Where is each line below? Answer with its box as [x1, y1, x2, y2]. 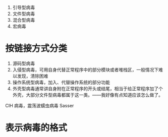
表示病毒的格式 [5, 122, 68, 133]
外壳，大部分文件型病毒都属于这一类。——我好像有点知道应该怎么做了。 [12, 92, 163, 98]
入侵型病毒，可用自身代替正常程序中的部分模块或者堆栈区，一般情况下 [12, 66, 159, 73]
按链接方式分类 [5, 43, 68, 54]
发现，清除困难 [17, 73, 48, 79]
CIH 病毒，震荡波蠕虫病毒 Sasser [5, 102, 74, 108]
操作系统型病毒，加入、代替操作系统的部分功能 [12, 79, 110, 85]
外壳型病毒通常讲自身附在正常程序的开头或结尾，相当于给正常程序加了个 [12, 85, 163, 92]
